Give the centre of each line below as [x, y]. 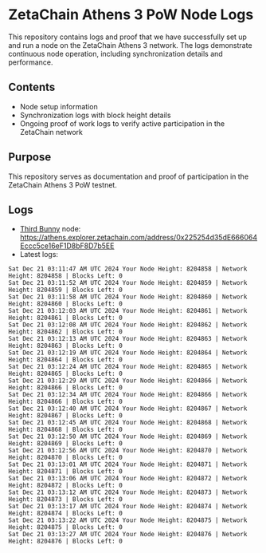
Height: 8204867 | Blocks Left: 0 [66, 416]
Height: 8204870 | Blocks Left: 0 [66, 458]
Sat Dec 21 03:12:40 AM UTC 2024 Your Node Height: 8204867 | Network [128, 409]
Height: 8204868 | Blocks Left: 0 [66, 430]
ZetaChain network [51, 132]
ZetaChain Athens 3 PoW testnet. [63, 184]
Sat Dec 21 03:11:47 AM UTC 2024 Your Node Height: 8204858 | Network [128, 269]
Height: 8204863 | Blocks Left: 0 [66, 346]
